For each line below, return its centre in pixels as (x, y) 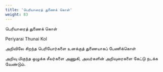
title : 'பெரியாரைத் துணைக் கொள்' (39, 10)
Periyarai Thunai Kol (26, 38)
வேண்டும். (15, 64)
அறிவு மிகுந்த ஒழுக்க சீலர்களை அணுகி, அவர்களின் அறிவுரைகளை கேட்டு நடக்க (82, 58)
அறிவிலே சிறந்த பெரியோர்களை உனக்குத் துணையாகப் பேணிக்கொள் (71, 48)
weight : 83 (17, 14)
